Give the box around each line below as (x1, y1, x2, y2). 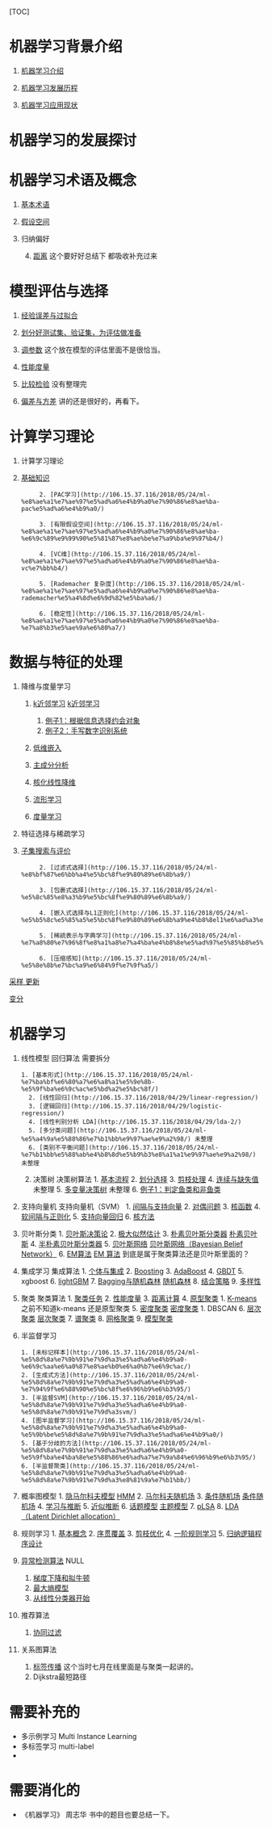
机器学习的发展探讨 (9, 132, 137, 150)
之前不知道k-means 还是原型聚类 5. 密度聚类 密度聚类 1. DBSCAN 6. (20, 1303, 245, 1313)
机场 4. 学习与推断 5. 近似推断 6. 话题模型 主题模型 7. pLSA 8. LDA (20, 1501, 239, 1511)
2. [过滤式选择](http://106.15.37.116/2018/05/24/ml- (39, 863, 218, 871)
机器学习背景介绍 (9, 38, 123, 56)
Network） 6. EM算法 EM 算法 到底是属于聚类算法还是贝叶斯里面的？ (20, 1249, 250, 1259)
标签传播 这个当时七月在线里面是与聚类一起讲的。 (32, 1661, 199, 1671)
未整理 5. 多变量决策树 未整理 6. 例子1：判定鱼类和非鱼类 (32, 1184, 221, 1194)
